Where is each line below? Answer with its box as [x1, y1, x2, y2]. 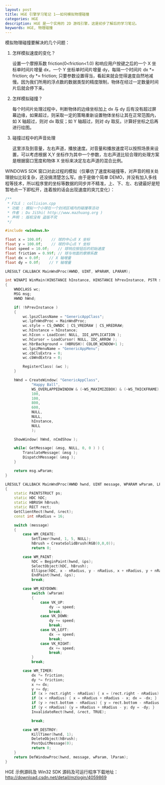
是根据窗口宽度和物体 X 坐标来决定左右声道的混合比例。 [12, 158, 126, 164]
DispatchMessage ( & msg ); [23, 455, 76, 460]
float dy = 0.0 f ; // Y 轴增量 [5, 260, 71, 265]
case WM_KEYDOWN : [23, 586, 58, 591]
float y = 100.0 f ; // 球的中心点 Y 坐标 [5, 242, 90, 247]
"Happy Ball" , [31, 382, 60, 387]
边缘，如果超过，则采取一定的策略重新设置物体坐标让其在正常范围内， [16, 112, 159, 118]
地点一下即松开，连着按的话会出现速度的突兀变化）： [9, 187, 115, 192]
